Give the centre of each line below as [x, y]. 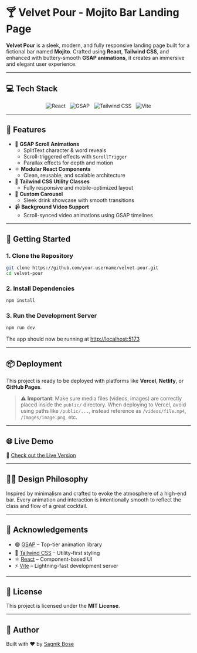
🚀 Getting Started [38, 239]
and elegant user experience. [42, 64]
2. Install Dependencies [40, 288]
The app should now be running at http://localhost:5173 [73, 339]
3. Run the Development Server [52, 316]
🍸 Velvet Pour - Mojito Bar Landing [93, 13]
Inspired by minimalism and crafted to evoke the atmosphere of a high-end [96, 493]
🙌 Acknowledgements [47, 530]
